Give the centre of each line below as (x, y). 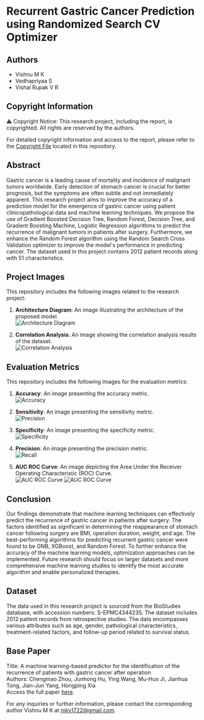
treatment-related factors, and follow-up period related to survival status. (98, 632)
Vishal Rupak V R (37, 87)
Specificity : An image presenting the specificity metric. (85, 430)
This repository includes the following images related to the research (93, 292)
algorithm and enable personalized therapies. (63, 572)
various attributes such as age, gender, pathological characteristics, (92, 625)
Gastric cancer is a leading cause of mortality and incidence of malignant (98, 180)
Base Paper (28, 651)
